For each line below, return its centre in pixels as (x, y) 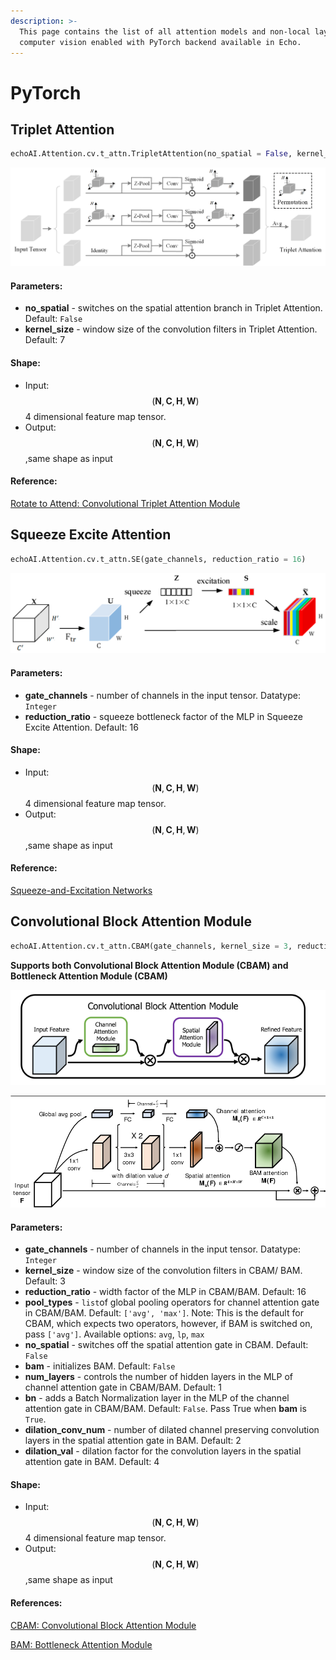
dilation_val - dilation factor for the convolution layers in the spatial (163, 1451)
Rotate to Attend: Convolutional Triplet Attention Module (125, 503)
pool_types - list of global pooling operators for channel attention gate (172, 1302)
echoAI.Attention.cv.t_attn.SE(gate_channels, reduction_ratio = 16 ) (158, 559)
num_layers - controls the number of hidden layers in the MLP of (158, 1377)
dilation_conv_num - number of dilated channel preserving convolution (172, 1430)
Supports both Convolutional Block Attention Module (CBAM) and (149, 965)
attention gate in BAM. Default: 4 (92, 1462)
